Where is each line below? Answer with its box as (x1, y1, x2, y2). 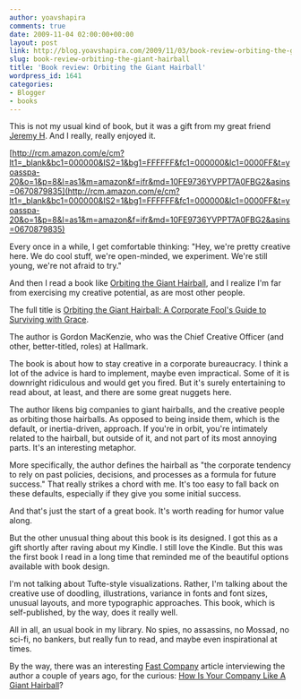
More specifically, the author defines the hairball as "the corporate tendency (9, 460, 291, 470)
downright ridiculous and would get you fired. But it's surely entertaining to (9, 377, 286, 388)
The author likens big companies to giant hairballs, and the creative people (9, 404, 285, 415)
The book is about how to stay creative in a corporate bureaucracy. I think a (9, 358, 288, 369)
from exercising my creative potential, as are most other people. (9, 288, 245, 298)
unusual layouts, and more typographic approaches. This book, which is (9, 598, 276, 608)
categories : (9, 80, 54, 89)
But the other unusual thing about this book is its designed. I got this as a (9, 532, 279, 543)
